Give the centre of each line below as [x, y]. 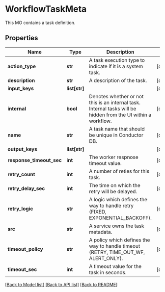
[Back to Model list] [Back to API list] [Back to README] [61, 284]
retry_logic [20, 209]
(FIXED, [98, 212]
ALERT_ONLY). [106, 258]
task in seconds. [108, 272]
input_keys [21, 88]
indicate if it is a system [116, 66]
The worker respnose [114, 157]
